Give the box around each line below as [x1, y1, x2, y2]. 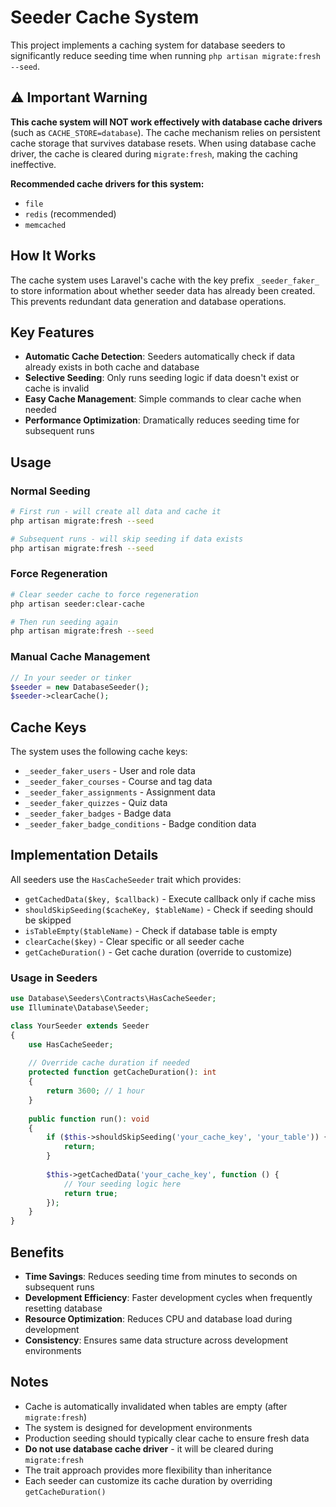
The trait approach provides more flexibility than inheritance [24, 1464, 272, 1476]
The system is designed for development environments [24, 1421, 253, 1433]
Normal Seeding [10, 484, 91, 498]
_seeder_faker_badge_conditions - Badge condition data [24, 818, 257, 830]
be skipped [24, 914, 72, 926]
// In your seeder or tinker [10, 672, 132, 683]
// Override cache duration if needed [28, 1058, 190, 1068]
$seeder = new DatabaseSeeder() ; [10, 682, 150, 692]
